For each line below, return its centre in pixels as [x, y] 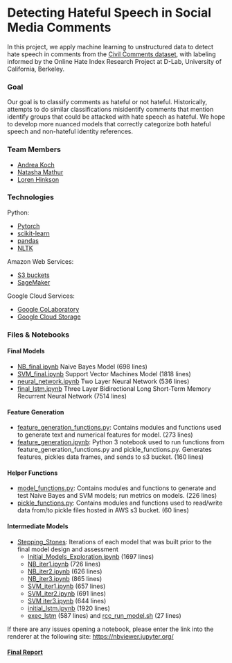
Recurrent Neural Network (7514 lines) [72, 396]
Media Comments [59, 27]
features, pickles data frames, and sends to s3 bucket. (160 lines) [110, 457]
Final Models [26, 351]
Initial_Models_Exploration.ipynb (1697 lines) [91, 556]
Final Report [25, 652]
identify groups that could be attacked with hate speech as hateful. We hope [116, 117]
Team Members [34, 149]
